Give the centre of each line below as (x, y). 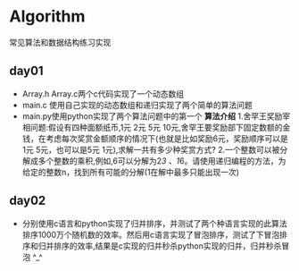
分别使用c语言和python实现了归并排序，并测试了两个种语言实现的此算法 (154, 223)
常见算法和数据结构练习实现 (60, 42)
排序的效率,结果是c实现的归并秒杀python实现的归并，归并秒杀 (167, 246)
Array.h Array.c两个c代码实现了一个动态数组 (103, 93)
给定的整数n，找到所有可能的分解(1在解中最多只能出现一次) (130, 172)
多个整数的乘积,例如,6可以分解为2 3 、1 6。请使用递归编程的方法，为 (162, 161)
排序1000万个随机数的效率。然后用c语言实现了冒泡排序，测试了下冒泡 (150, 234)
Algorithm (47, 17)
